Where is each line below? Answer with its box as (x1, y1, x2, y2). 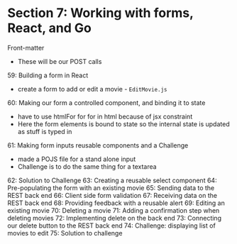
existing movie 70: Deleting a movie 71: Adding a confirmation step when (7, 206, 220, 214)
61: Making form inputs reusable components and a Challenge (7, 140, 189, 150)
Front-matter (7, 43, 45, 52)
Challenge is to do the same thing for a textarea (17, 162, 158, 171)
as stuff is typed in (17, 127, 72, 135)
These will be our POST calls (17, 57, 102, 65)
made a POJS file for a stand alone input (17, 155, 136, 163)
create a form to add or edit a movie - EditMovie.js (17, 84, 167, 93)
